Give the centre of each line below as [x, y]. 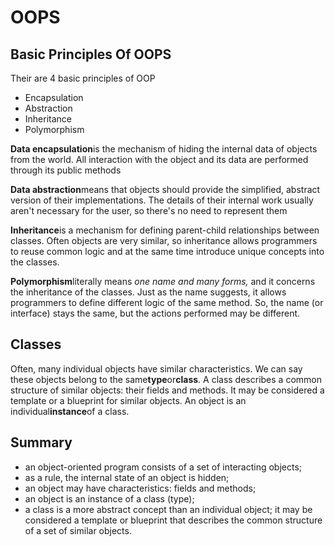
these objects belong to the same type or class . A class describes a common [166, 379]
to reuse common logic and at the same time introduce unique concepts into [167, 251]
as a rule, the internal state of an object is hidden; [127, 477]
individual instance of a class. [70, 411]
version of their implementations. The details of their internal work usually [162, 200]
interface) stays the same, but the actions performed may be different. [155, 313]
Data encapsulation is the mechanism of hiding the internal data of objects [164, 149]
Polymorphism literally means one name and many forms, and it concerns [163, 281]
